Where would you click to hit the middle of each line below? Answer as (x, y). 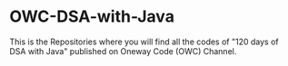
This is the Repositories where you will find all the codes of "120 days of (144, 42)
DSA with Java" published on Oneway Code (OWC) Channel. (123, 51)
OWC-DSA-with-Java (92, 17)
